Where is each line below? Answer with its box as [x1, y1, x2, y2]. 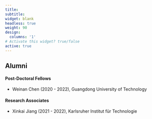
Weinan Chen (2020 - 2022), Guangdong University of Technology [12, 86, 147, 92]
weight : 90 [5, 25, 27, 30]
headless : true [5, 21, 36, 26]
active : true [5, 44, 32, 48]
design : [5, 30, 21, 35]
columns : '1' [9, 35, 36, 40]
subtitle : [5, 12, 25, 17]
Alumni [5, 62, 28, 70]
